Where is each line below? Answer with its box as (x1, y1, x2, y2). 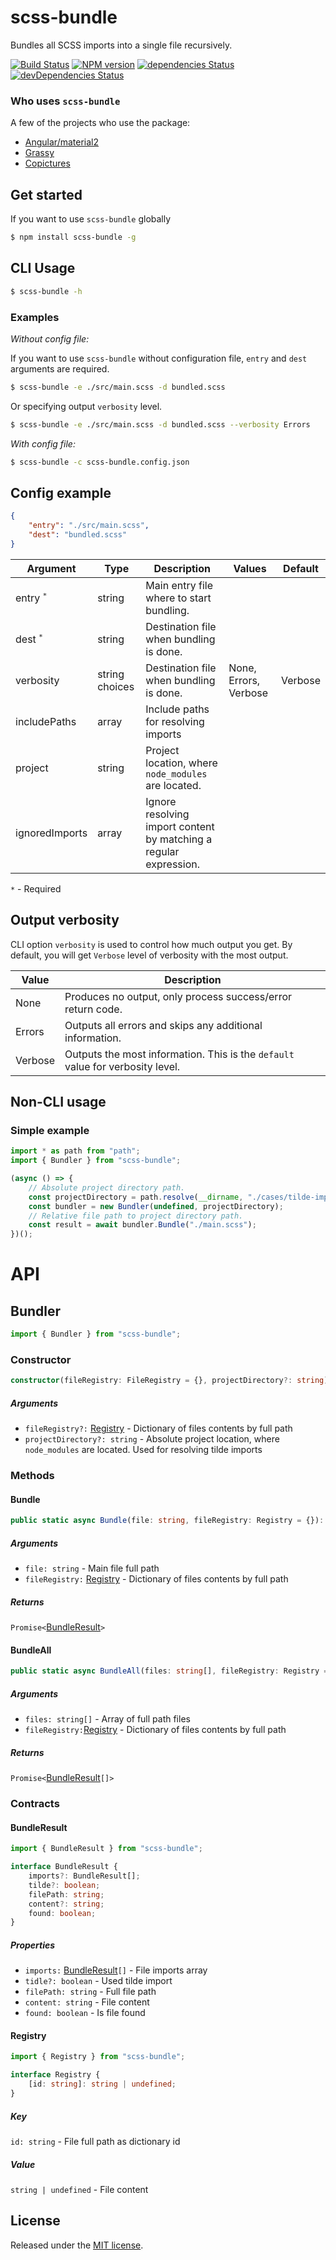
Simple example (10, 1123, 90, 1137)
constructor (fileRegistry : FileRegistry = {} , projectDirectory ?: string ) (10, 1376, 329, 1386)
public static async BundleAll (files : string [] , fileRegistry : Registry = (10, 1666, 329, 1676)
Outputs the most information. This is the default (64, 1047, 295, 1061)
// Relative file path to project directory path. (28, 1211, 244, 1221)
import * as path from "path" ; (10, 1146, 141, 1156)
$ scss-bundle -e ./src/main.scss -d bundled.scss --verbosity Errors (10, 419, 311, 430)
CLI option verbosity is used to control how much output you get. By (10, 938, 293, 950)
